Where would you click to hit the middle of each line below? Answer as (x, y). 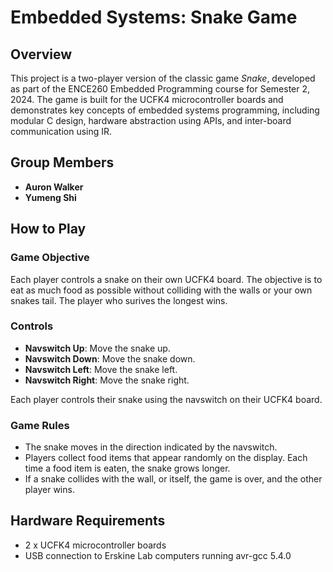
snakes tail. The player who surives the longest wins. (119, 300)
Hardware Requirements (88, 521)
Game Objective (50, 258)
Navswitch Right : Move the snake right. (107, 380)
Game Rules (40, 425)
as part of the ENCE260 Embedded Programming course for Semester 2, (160, 89)
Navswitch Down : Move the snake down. (110, 358)
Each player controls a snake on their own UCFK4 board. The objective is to (166, 279)
